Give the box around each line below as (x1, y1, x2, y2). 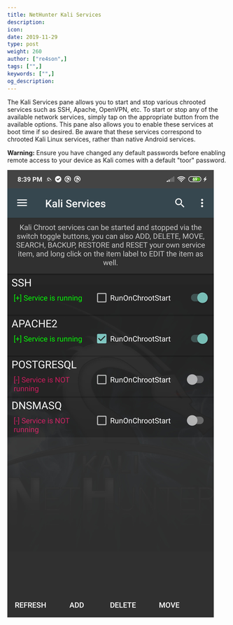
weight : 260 (7, 48, 42, 55)
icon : (7, 26, 23, 33)
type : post (7, 41, 39, 48)
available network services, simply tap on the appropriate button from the (7, 113, 219, 121)
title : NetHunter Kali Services (7, 11, 101, 18)
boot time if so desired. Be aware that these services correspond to (7, 127, 202, 136)
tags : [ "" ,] (7, 63, 42, 70)
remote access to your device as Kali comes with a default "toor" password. (7, 156, 226, 164)
